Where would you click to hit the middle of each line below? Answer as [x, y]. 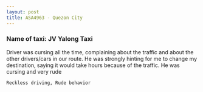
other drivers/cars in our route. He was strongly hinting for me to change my [102, 58]
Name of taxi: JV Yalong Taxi [50, 39]
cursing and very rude [34, 71]
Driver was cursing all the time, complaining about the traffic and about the [100, 52]
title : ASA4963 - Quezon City [45, 18]
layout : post [23, 12]
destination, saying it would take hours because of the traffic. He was [93, 65]
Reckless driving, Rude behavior [49, 83]
